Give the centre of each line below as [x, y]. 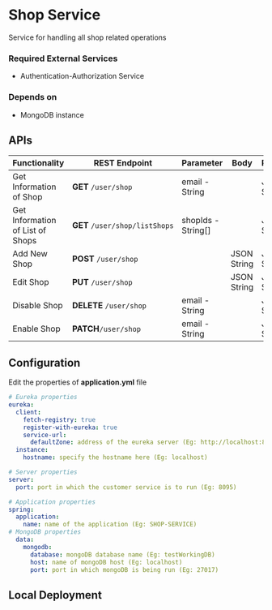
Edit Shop [31, 282]
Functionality [38, 163]
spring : [21, 509]
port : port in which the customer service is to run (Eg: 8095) [126, 487]
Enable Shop [36, 329]
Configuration [45, 363]
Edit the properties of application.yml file [78, 382]
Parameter [202, 163]
